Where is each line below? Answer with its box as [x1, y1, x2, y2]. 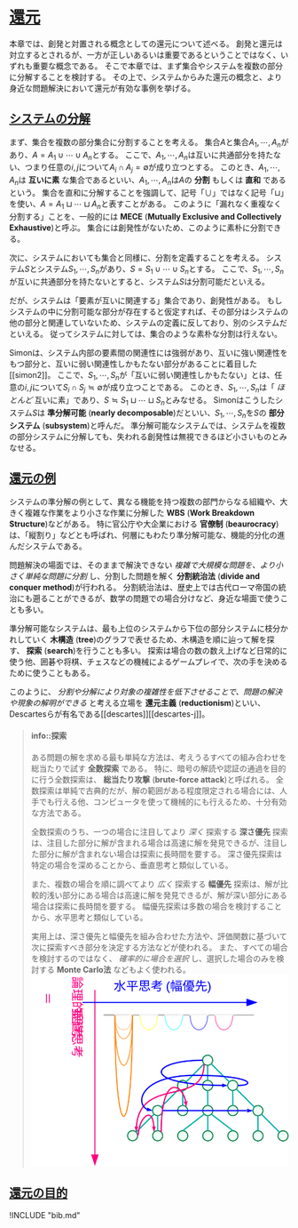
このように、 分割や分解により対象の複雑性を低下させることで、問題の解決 [9, 686, 283, 697]
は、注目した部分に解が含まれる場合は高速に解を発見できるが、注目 [30, 837, 280, 848]
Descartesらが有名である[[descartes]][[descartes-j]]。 [9, 708, 210, 719]
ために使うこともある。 [9, 667, 95, 678]
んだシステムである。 [9, 541, 87, 551]
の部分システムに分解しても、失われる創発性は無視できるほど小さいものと [9, 431, 280, 442]
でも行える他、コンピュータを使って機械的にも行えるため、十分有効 [38, 796, 287, 807]
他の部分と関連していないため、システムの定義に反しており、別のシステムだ [9, 317, 288, 328]
